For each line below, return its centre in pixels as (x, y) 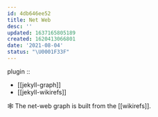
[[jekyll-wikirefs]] (42, 92)
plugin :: (19, 71)
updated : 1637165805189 (42, 33)
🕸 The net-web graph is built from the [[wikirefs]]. (79, 106)
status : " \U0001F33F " (38, 52)
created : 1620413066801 (42, 39)
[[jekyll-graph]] (39, 85)
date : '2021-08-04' (35, 45)
